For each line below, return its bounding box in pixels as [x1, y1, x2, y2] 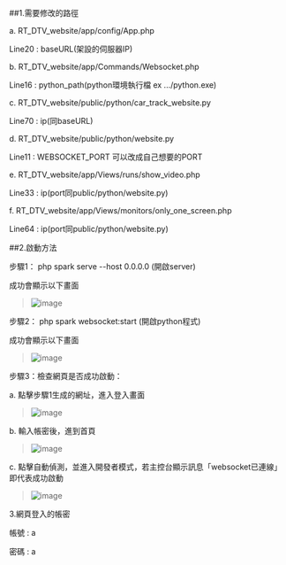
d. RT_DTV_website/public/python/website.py [9, 134, 175, 143]
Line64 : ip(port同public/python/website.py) [9, 224, 169, 234]
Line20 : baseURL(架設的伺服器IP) [9, 43, 133, 54]
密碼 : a [9, 546, 36, 556]
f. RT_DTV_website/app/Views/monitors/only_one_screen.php [9, 205, 232, 215]
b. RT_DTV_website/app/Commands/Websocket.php [9, 61, 200, 72]
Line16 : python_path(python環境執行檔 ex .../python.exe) [9, 80, 217, 90]
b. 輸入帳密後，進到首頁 [9, 426, 96, 436]
